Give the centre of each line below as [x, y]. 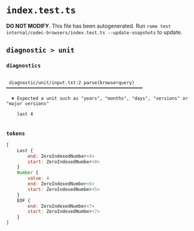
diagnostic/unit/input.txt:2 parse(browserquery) [72, 82]
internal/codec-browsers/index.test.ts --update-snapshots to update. [94, 32]
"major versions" [28, 103]
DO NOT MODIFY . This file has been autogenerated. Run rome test [89, 26]
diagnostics [24, 66]
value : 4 [39, 178]
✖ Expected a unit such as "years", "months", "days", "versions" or [100, 98]
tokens [16, 133]
